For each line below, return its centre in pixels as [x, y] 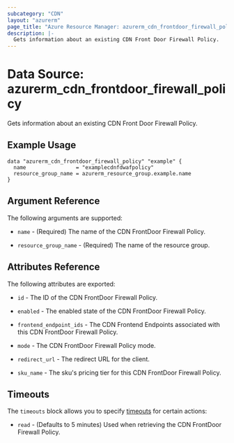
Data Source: [46, 74]
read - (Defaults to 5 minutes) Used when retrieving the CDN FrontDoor [119, 425]
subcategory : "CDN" [36, 14]
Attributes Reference [54, 267]
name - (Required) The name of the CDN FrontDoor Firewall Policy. [111, 231]
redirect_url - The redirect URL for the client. [83, 359]
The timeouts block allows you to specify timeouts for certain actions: [107, 411]
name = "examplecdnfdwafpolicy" [84, 167]
